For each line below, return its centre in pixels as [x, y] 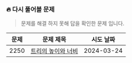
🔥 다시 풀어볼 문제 [30, 9]
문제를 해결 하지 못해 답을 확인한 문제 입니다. [73, 23]
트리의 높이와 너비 [54, 51]
